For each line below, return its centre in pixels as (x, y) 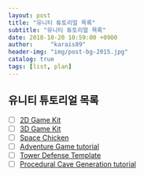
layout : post (30, 15)
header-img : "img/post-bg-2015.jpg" (68, 52)
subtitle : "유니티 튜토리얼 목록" (57, 30)
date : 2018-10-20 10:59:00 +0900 (63, 37)
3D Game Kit (40, 128)
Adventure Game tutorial (59, 146)
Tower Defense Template (60, 155)
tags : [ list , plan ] (40, 67)
